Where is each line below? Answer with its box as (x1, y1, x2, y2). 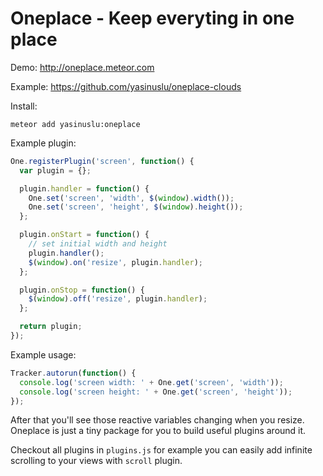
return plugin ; (19, 322, 83, 332)
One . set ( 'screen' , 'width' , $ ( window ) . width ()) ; (28, 193, 235, 203)
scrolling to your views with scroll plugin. (10, 455, 183, 467)
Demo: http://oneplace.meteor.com (10, 61, 155, 73)
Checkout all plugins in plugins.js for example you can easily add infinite (10, 444, 313, 456)
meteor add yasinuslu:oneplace (10, 119, 141, 129)
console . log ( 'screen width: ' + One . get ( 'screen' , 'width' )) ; (19, 377, 284, 387)
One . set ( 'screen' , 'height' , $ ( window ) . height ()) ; (28, 202, 244, 212)
